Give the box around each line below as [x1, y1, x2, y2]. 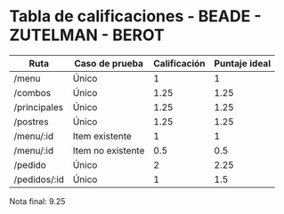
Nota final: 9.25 [9, 195, 66, 206]
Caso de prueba [74, 57, 144, 69]
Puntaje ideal [214, 57, 272, 69]
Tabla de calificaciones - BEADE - [9, 6, 262, 27]
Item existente [72, 130, 132, 142]
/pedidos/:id [13, 173, 65, 186]
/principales [13, 100, 64, 113]
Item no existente [72, 144, 145, 156]
